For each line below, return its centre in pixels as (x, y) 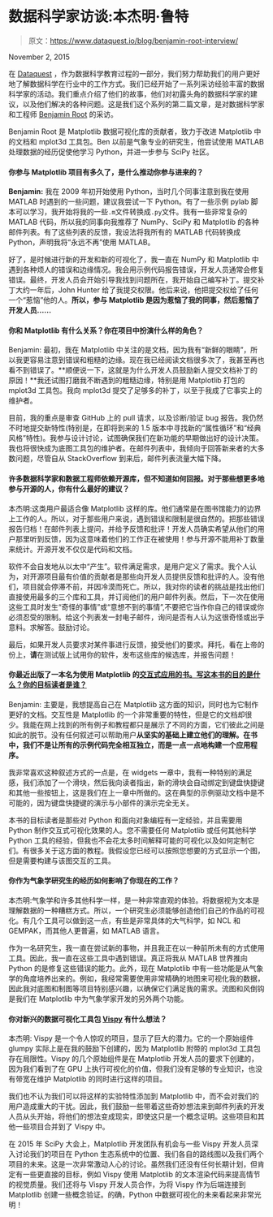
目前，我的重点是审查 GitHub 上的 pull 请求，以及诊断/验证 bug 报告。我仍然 (136, 418)
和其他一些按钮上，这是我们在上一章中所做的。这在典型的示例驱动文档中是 (133, 792)
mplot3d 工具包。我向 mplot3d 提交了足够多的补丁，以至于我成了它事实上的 (135, 391)
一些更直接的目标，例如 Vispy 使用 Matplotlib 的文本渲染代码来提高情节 (141, 1175)
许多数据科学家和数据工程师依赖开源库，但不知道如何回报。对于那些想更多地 (136, 478)
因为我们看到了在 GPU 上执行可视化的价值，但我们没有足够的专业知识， (128, 1069)
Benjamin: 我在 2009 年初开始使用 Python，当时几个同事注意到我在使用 (129, 192)
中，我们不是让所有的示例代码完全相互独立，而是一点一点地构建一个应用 (129, 744)
